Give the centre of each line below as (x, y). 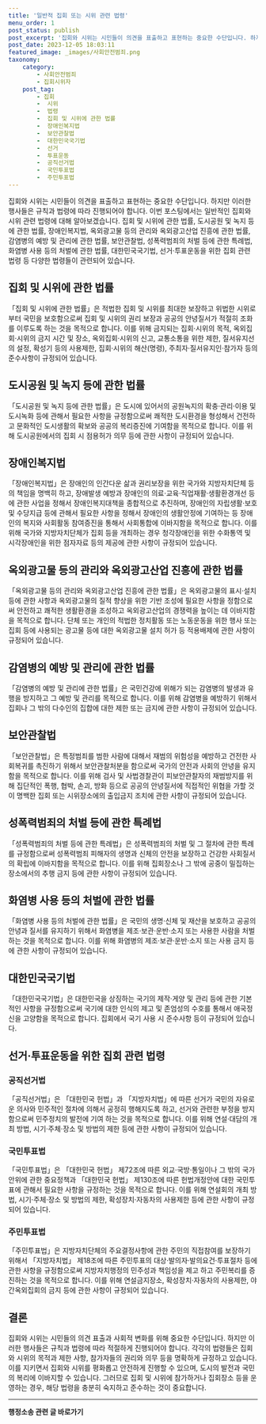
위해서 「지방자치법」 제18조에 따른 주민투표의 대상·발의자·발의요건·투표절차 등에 (133, 1261)
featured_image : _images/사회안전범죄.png (74, 52)
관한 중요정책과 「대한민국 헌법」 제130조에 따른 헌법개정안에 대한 (132, 1180)
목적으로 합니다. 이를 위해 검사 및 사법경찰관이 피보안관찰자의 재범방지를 (134, 775)
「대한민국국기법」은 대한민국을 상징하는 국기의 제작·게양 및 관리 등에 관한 (123, 999)
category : (39, 67)
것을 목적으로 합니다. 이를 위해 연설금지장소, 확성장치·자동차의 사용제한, (139, 1281)
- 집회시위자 (54, 82)
